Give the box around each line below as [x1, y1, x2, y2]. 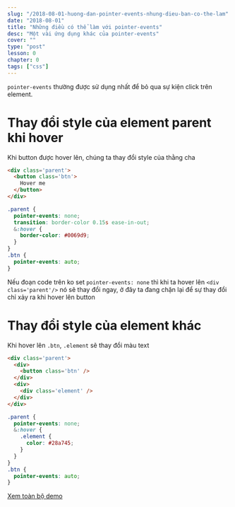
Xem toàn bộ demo [7, 492, 63, 501]
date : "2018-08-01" [7, 17, 65, 24]
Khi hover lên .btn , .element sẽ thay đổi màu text [7, 341, 150, 349]
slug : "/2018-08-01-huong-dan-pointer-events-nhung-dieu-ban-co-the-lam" [7, 10, 229, 18]
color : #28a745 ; [25, 440, 74, 447]
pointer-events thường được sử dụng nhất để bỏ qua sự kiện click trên [7, 82, 213, 91]
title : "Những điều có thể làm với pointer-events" [7, 23, 162, 30]
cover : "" [7, 37, 37, 44]
